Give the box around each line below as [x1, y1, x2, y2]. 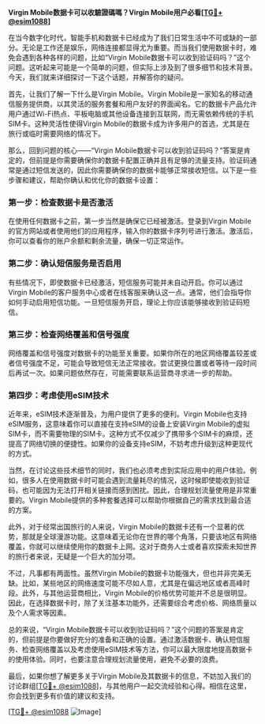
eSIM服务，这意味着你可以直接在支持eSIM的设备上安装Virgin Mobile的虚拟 [8, 419, 250, 429]
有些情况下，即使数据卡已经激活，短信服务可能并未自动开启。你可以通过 [8, 277, 243, 287]
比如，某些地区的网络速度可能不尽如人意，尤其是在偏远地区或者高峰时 [21, 578, 250, 588]
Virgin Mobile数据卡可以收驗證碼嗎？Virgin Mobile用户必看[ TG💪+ [8, 8, 223, 17]
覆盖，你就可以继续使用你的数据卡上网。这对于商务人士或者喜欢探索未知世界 [8, 542, 257, 552]
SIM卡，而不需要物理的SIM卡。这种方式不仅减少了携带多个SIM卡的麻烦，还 [8, 429, 254, 438]
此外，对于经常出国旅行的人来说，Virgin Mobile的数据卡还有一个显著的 [8, 522, 238, 532]
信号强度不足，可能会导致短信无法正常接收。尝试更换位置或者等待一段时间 [14, 358, 257, 367]
